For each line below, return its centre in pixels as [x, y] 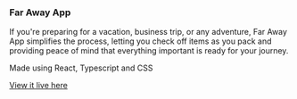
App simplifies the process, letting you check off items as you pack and [140, 41]
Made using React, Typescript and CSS [81, 68]
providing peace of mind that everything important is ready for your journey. [149, 51]
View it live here [39, 86]
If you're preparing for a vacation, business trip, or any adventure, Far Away [148, 32]
